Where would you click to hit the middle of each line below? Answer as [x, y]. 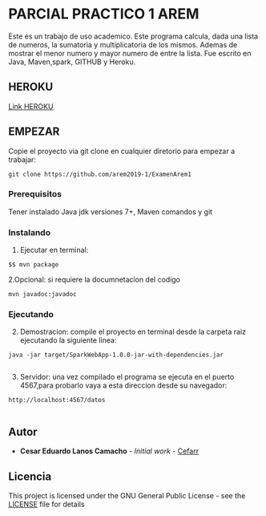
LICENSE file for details [47, 504]
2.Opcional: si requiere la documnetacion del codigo [94, 280]
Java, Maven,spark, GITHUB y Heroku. [72, 62]
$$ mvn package [34, 265]
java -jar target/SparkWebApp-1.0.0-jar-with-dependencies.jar [116, 355]
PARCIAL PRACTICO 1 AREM [104, 14]
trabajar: [22, 159]
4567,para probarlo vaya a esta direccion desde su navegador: [123, 385]
